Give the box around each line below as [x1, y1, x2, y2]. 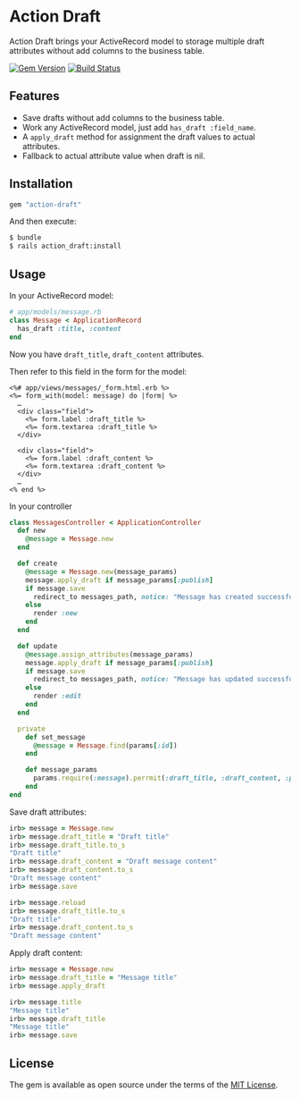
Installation [9, 176, 73, 191]
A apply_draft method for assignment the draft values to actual [21, 131, 256, 142]
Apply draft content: [9, 948, 83, 959]
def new [17, 526, 46, 536]
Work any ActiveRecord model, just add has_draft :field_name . [21, 122, 257, 132]
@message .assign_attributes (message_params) [25, 650, 194, 659]
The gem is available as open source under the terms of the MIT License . [9, 1079, 279, 1090]
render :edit [32, 691, 82, 701]
